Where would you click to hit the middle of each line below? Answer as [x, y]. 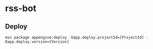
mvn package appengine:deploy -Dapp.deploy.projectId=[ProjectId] [75, 37]
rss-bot [21, 8]
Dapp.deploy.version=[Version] [37, 42]
